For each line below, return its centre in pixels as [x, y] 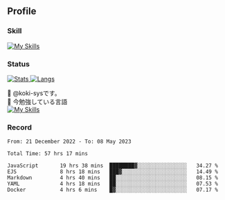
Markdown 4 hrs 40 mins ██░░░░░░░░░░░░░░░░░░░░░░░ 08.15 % [112, 178]
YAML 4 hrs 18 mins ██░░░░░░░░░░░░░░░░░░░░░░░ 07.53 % [112, 184]
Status [18, 63]
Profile [22, 11]
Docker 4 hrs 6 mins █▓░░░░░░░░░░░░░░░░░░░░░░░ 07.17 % [112, 190]
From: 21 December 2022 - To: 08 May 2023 [69, 142]
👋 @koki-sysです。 [34, 93]
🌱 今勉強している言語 [37, 101]
